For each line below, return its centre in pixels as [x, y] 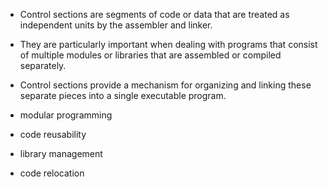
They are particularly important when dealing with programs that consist [168, 44]
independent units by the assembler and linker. [116, 25]
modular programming [66, 115]
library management [61, 153]
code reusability [53, 134]
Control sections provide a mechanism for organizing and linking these [165, 85]
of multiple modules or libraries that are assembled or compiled [150, 55]
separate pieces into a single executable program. [123, 95]
